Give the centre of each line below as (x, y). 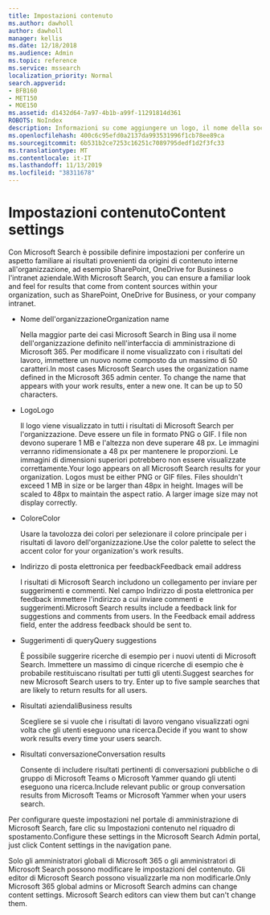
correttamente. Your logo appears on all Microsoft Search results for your (140, 468)
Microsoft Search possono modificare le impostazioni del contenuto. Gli (127, 869)
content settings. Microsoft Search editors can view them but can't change (132, 895)
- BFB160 (23, 91)
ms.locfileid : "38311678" (51, 173)
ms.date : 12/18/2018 (43, 46)
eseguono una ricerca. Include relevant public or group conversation (132, 786)
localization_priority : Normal (61, 76)
